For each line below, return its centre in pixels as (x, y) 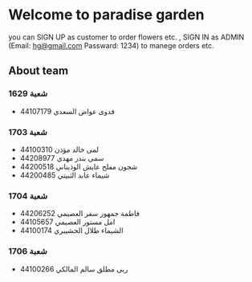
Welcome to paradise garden (106, 15)
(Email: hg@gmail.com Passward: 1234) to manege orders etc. (111, 45)
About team (39, 71)
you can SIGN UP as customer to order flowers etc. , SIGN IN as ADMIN (126, 37)
